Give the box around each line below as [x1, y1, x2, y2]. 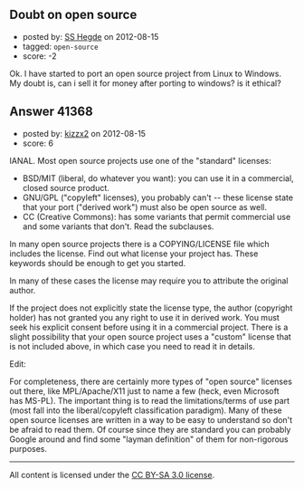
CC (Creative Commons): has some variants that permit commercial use [22, 211, 291, 222]
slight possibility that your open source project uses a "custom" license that [9, 331, 291, 342]
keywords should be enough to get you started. [9, 257, 186, 268]
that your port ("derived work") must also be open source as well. [22, 201, 268, 212]
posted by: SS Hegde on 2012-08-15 [22, 31, 159, 42]
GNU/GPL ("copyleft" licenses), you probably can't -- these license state [22, 192, 294, 203]
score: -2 [22, 50, 57, 62]
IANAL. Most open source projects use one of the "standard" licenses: [9, 155, 271, 166]
